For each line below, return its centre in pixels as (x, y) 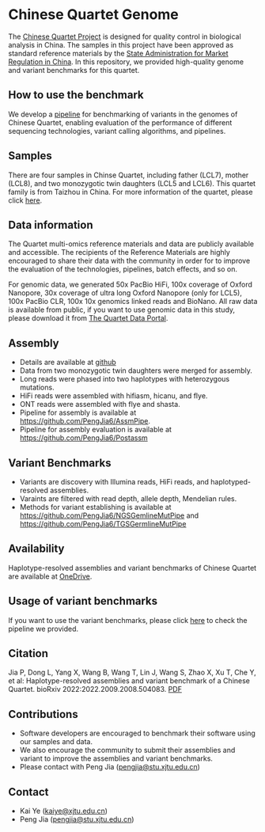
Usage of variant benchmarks (83, 601)
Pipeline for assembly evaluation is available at (96, 430)
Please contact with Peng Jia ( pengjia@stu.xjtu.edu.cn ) (110, 767)
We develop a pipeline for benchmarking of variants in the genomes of (123, 114)
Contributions (43, 714)
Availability (36, 549)
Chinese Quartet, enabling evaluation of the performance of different (120, 122)
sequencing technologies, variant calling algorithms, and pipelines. (117, 131)
